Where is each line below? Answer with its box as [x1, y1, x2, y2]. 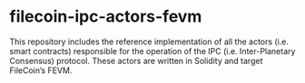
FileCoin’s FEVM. [9, 65, 73, 76]
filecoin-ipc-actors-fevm [9, 6, 202, 27]
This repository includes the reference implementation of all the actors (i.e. [9, 36, 289, 47]
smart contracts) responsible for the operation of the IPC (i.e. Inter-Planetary [9, 45, 296, 56]
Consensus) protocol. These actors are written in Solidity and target [9, 55, 263, 66]
